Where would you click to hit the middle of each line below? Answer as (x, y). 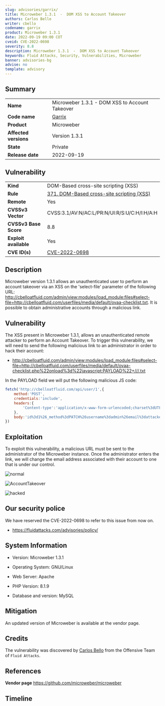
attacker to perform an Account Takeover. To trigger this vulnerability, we (79, 340)
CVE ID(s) (19, 252)
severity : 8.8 (20, 46)
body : (20, 417)
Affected (18, 133)
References (23, 671)
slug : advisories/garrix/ (31, 10)
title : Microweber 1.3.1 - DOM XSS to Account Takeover (66, 14)
